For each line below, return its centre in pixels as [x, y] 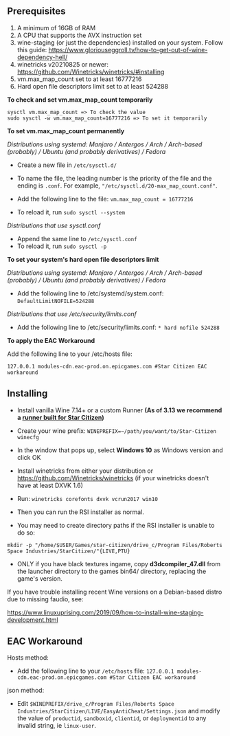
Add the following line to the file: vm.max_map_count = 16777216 [105, 199]
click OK [29, 457]
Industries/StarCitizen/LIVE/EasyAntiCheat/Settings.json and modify [118, 711]
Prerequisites [36, 11]
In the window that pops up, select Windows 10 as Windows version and [120, 450]
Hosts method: [28, 658]
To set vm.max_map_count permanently [66, 131]
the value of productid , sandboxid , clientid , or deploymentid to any [112, 718]
